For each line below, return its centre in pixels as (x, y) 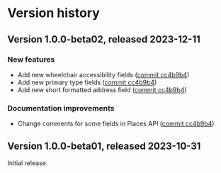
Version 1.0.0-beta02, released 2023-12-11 (104, 39)
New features (31, 60)
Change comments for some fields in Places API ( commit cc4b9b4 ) (116, 124)
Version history (54, 13)
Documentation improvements (61, 108)
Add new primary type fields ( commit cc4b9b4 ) (87, 82)
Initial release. (28, 163)
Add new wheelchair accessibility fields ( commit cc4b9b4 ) (103, 74)
